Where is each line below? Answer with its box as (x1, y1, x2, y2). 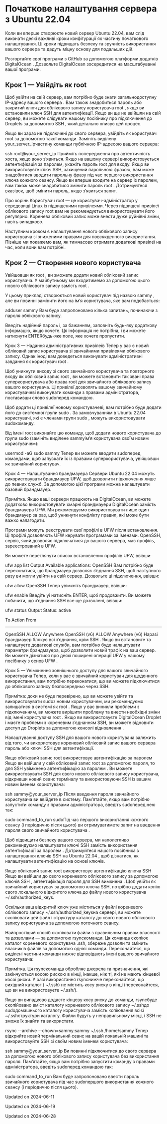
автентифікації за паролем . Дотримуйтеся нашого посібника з (5, 847, 139, 853)
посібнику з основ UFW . (5, 658, 58, 664)
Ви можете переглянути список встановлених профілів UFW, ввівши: (5, 552, 152, 558)
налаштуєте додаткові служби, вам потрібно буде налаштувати (5, 642, 141, 648)
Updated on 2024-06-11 (5, 1094, 55, 1100)
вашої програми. (5, 66, 41, 72)
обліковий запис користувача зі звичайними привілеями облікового (5, 348, 150, 354)
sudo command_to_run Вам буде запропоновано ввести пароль (5, 1073, 140, 1079)
